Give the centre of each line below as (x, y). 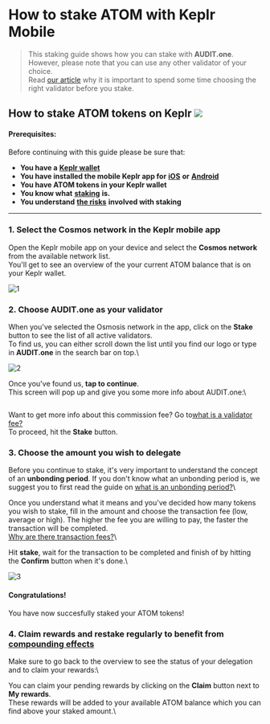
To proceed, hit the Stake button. (63, 432)
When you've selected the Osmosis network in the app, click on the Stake (131, 327)
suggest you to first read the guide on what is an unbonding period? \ (122, 487)
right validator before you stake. (81, 88)
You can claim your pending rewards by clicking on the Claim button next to (134, 685)
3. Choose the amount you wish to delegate (95, 453)
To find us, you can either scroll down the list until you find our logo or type (133, 344)
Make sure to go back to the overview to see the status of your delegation (131, 661)
